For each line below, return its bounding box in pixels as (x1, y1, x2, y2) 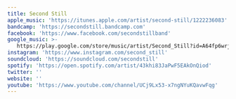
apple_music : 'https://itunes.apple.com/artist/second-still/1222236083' (7, 17, 228, 24)
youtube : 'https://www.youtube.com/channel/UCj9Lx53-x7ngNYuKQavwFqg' (7, 82, 218, 89)
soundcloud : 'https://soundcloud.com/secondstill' (7, 56, 159, 63)
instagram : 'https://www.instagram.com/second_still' (7, 49, 169, 56)
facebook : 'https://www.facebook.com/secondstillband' (7, 29, 171, 37)
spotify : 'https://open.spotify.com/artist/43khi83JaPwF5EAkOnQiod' (7, 62, 212, 69)
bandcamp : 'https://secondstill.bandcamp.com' (7, 23, 146, 30)
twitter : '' (7, 68, 42, 75)
